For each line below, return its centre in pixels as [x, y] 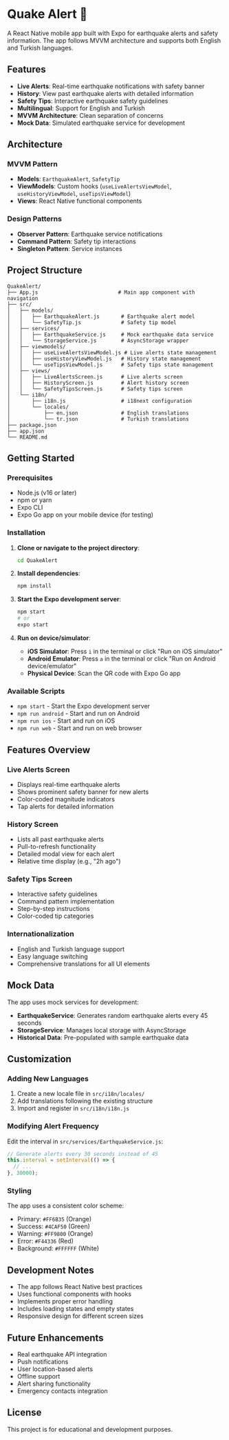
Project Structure [45, 271]
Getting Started [41, 458]
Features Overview [49, 750]
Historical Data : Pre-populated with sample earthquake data [103, 1037]
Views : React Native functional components [79, 201]
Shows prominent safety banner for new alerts [83, 792]
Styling [20, 1191]
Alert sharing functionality [54, 1383]
